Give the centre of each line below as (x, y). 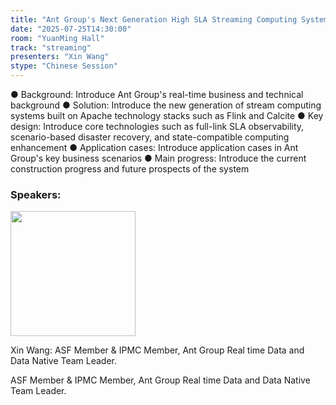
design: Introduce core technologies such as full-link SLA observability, (157, 126)
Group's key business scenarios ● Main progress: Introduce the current (158, 158)
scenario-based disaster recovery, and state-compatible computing (150, 137)
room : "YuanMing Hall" (57, 38)
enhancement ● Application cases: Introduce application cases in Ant (154, 147)
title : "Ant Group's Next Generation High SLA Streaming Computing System (169, 19)
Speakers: (36, 194)
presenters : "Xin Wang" (60, 57)
